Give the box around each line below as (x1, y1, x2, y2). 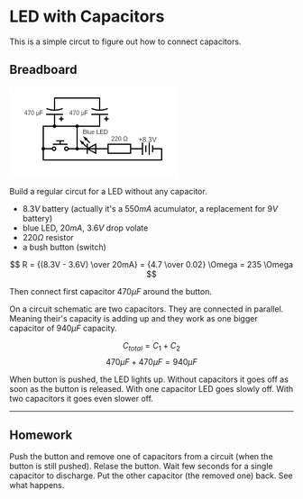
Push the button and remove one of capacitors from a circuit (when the (9, 451, 273, 462)
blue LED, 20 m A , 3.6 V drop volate (22, 222, 149, 233)
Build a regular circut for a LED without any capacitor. (9, 186, 207, 196)
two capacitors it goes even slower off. (9, 393, 153, 404)
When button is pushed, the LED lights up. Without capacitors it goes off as (9, 374, 289, 385)
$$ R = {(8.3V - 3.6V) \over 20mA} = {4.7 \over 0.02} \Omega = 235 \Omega (9, 259, 294, 269)
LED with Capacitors (9, 6, 165, 27)
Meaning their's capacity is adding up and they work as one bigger (9, 313, 259, 323)
